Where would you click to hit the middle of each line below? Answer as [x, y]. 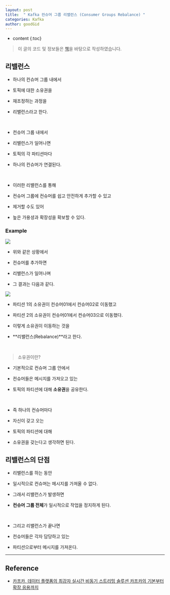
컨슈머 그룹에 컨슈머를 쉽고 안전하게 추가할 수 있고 [62, 196]
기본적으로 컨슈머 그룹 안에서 [41, 368]
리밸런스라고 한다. [30, 112]
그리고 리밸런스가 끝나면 [36, 526]
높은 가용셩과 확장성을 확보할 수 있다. [49, 218]
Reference [22, 568]
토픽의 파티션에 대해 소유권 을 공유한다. [50, 390]
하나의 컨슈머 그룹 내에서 [37, 79]
